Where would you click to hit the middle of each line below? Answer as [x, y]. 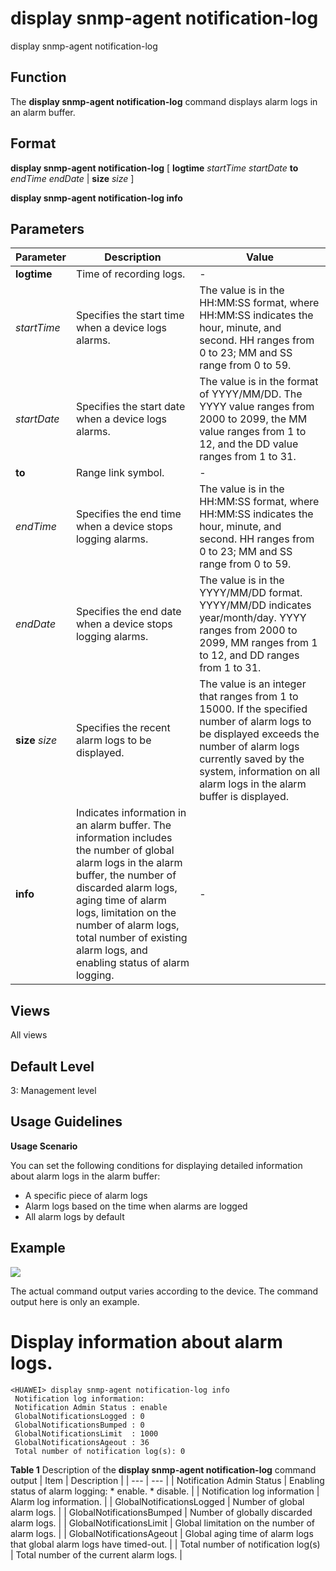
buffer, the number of [126, 875]
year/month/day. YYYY [253, 618]
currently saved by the [252, 759]
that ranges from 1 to [249, 697]
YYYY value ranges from [257, 407]
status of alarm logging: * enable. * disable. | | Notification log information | [165, 1491]
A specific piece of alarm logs [86, 1195]
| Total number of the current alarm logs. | [96, 1554]
